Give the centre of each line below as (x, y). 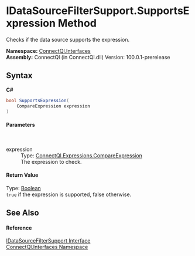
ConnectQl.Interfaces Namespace (47, 247)
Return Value (22, 175)
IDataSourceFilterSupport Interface (48, 241)
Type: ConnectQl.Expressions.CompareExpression (81, 155)
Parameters (20, 124)
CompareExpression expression (54, 106)
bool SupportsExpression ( (37, 100)
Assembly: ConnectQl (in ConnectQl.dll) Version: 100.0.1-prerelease (88, 57)
